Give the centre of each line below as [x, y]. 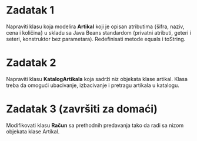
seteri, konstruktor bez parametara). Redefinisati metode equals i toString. [96, 39]
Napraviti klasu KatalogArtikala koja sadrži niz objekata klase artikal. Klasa [97, 79]
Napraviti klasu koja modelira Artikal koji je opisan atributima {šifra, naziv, [95, 26]
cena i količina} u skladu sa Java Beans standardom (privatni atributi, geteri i [98, 32]
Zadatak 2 [31, 63]
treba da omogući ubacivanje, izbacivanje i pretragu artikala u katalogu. [93, 85]
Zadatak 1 [30, 10]
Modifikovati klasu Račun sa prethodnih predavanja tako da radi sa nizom [95, 125]
